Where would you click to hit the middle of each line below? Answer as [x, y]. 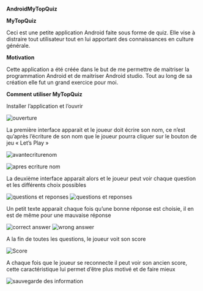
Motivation [20, 57]
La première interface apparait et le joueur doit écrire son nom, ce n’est [96, 130]
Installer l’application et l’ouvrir [45, 106]
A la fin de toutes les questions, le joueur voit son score [76, 239]
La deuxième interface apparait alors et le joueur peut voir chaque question [101, 178]
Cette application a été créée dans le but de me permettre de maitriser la [98, 69]
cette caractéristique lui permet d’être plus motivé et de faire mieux [91, 269]
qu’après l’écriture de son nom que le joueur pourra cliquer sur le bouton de [102, 136]
